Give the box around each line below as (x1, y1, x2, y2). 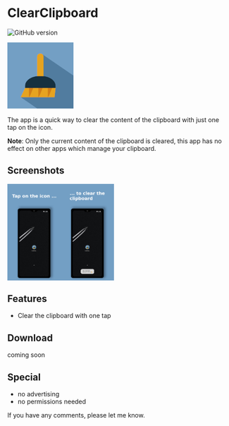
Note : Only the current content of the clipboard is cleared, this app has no (7, 136, 222, 145)
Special (7, 371, 41, 383)
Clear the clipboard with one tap (17, 312, 111, 320)
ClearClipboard (7, 5, 99, 21)
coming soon (7, 351, 46, 359)
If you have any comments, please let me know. (7, 411, 146, 420)
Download (7, 331, 53, 343)
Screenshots (7, 164, 65, 177)
